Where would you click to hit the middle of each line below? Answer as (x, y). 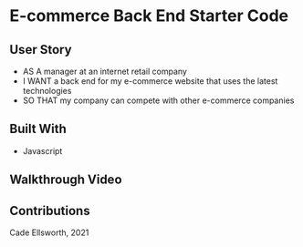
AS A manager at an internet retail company (104, 71)
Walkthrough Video (66, 180)
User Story (41, 50)
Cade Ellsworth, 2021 (49, 232)
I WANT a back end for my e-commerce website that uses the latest (150, 81)
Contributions (50, 211)
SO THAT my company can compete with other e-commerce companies (158, 100)
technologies (47, 91)
